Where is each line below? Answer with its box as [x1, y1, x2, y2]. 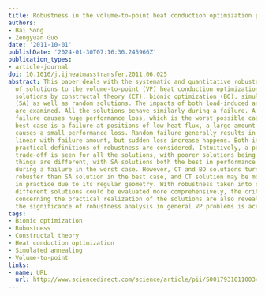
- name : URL [8, 268, 47, 276]
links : [8, 261, 30, 269]
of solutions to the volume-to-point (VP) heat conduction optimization [15, 84, 259, 93]
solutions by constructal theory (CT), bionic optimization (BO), [15, 92, 238, 100]
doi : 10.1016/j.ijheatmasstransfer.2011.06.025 [8, 70, 168, 78]
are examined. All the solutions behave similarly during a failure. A [15, 107, 256, 115]
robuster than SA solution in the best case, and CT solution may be [15, 173, 248, 182]
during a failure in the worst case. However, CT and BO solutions [15, 166, 242, 174]
